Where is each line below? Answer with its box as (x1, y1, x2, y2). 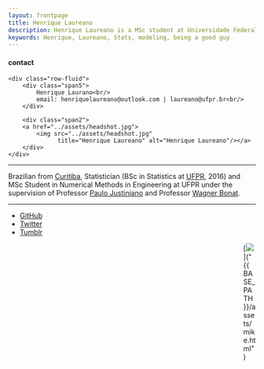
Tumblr (19, 228, 43, 237)
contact (8, 57, 35, 67)
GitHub (19, 211, 43, 221)
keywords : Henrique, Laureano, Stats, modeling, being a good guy (8, 33, 230, 42)
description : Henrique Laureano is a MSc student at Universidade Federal (8, 26, 258, 34)
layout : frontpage (8, 11, 68, 20)
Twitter (19, 219, 43, 228)
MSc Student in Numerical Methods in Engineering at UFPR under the (8, 180, 233, 189)
